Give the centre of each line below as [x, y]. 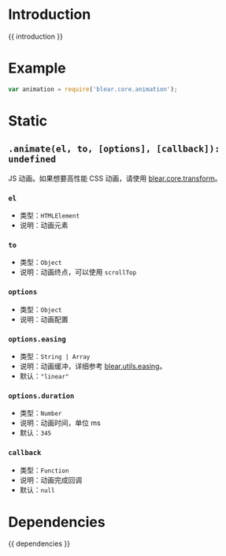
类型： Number [41, 413]
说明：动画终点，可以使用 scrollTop [78, 272]
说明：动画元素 [44, 226]
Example [37, 68]
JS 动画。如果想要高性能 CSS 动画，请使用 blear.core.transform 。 [115, 178]
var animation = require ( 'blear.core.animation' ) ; [93, 89]
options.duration [41, 396]
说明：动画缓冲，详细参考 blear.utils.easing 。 [93, 366]
